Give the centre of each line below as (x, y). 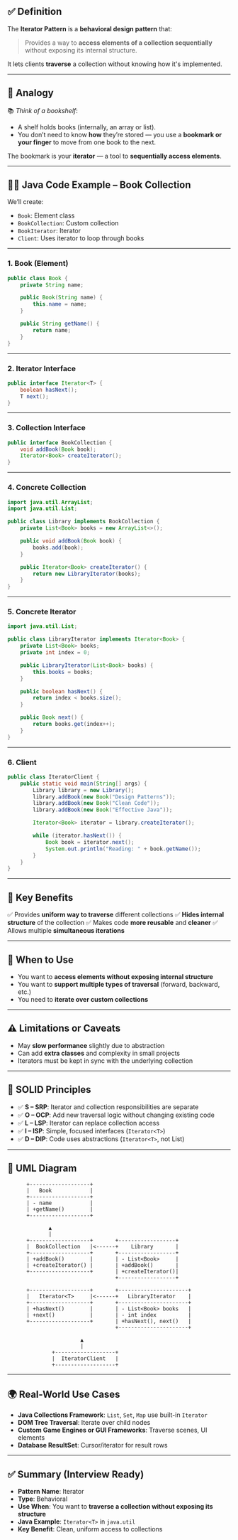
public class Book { (38, 278)
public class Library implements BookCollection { (84, 522)
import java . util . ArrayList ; (50, 502)
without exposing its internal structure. (81, 50)
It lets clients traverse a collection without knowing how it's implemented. (115, 64)
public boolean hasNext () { (61, 691)
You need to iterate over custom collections (83, 999)
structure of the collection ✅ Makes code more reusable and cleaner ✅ (113, 923)
